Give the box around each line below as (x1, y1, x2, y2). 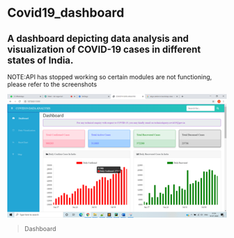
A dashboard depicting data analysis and (7, 33, 189, 45)
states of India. (7, 54, 74, 66)
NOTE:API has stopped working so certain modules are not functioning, (7, 73, 212, 81)
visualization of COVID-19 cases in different (7, 43, 201, 55)
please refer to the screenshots (7, 80, 97, 88)
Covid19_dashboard (7, 5, 125, 21)
